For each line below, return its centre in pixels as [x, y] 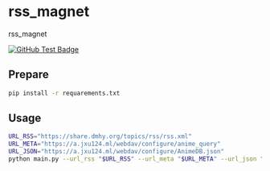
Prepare [29, 75]
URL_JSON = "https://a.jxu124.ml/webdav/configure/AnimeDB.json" [117, 152]
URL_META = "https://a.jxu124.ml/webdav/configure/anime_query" [115, 144]
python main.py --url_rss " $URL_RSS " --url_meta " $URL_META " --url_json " [136, 159]
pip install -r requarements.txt [64, 93]
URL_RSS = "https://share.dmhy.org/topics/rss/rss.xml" [100, 136]
